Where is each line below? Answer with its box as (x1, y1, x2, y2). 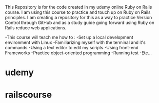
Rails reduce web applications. (5, 25, 67, 31)
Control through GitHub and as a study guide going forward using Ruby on (5, 20, 155, 25)
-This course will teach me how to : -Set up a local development (5, 34, 133, 40)
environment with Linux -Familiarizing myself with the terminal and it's (5, 40, 146, 45)
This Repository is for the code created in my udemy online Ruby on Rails (5, 4, 152, 10)
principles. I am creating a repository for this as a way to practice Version (5, 15, 152, 20)
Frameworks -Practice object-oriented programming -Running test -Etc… (5, 50, 152, 56)
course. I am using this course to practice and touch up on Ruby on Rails (5, 9, 151, 15)
